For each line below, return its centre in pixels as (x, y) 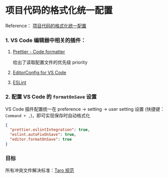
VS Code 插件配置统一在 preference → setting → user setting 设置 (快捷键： (85, 109)
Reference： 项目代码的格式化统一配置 (46, 26)
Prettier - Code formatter (39, 52)
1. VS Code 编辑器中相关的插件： (46, 40)
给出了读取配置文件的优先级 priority (50, 63)
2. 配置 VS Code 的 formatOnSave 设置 (51, 97)
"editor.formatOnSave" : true (41, 140)
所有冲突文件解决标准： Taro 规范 (40, 170)
